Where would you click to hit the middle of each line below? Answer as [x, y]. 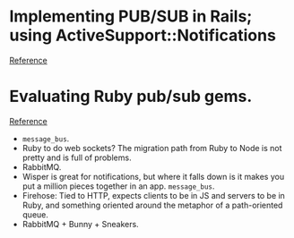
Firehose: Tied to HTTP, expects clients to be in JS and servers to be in [153, 195]
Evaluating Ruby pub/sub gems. [131, 97]
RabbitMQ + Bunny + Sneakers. [80, 224]
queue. [35, 214]
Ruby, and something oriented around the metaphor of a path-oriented [152, 205]
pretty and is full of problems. [77, 157]
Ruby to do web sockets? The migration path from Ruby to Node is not [152, 148]
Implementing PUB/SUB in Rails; [131, 17]
